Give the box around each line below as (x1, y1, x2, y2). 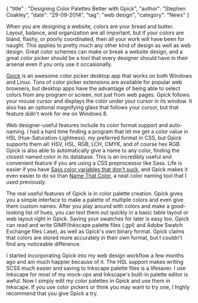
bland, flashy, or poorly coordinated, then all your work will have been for (6, 36, 185, 42)
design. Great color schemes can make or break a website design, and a (6, 48, 183, 55)
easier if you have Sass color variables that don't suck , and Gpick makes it (6, 166, 188, 173)
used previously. (6, 178, 46, 185)
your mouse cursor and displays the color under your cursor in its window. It (6, 97, 193, 105)
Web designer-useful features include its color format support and (6, 122, 168, 128)
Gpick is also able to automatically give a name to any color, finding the (6, 147, 180, 154)
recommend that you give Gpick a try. (6, 290, 98, 296)
